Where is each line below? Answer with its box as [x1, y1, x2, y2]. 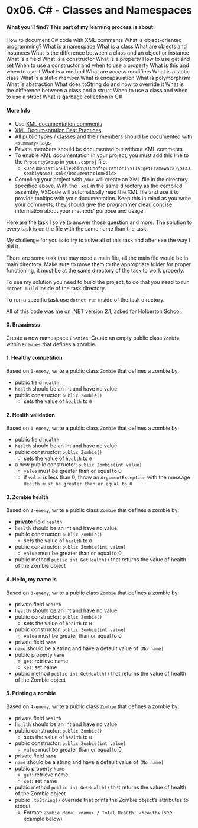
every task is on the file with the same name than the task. [6, 225, 148, 232]
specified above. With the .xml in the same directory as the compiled [14, 182, 183, 189]
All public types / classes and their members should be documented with [14, 133, 193, 140]
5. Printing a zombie [6, 690, 56, 697]
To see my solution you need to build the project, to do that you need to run [6, 278, 190, 285]
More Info [6, 107, 31, 114]
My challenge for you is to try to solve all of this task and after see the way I [6, 236, 190, 244]
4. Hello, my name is [6, 576, 57, 583]
